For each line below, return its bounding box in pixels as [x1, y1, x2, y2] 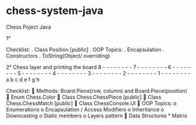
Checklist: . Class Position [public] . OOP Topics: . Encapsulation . [6, 46, 164, 53]
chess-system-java [6, 4, 104, 18]
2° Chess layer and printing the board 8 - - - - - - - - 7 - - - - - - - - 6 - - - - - [6, 63, 191, 71]
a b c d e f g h [6, 76, 40, 83]
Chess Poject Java [6, 23, 52, 30]
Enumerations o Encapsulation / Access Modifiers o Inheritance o [6, 106, 164, 113]
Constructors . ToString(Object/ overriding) [6, 52, 110, 59]
